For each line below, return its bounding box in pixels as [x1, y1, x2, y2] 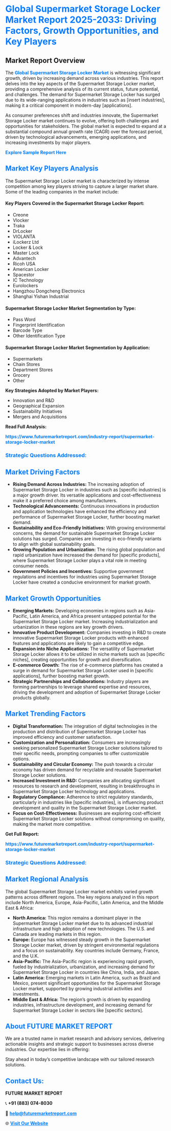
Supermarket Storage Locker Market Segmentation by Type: [5, 305, 136, 311]
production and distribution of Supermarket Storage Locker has [12, 728, 146, 735]
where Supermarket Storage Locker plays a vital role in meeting [12, 558, 147, 564]
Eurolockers [12, 283, 38, 289]
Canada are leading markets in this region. [12, 931, 102, 937]
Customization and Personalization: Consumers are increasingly [12, 739, 151, 745]
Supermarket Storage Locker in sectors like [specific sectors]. [12, 1007, 143, 1013]
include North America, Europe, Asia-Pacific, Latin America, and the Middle [5, 899, 164, 905]
